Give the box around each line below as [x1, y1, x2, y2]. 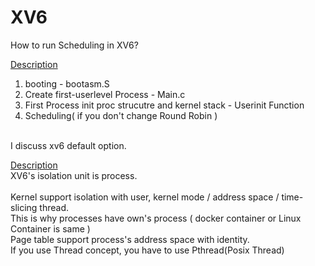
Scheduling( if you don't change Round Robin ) [24, 109, 218, 121]
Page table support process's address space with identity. [10, 233, 250, 245]
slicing [10, 201, 38, 213]
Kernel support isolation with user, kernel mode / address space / [10, 191, 280, 203]
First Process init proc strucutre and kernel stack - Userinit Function [24, 99, 305, 111]
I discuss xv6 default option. [10, 139, 127, 151]
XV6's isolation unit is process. [10, 169, 138, 181]
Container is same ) [10, 222, 91, 235]
